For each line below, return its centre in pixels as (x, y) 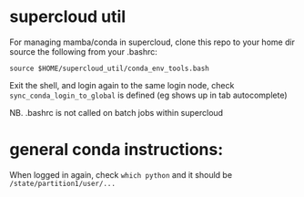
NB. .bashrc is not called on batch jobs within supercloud (117, 112)
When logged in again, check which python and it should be (121, 174)
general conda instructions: (117, 150)
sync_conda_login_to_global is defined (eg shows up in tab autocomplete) (148, 95)
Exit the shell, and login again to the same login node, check (122, 85)
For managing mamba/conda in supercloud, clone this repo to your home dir (152, 42)
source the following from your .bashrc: (83, 51)
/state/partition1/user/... (63, 183)
